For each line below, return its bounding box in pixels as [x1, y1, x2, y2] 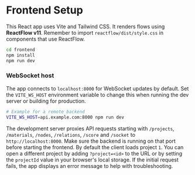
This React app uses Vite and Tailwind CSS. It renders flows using [6, 23, 165, 30]
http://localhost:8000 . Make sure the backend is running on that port [6, 137, 176, 144]
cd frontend [6, 46, 35, 53]
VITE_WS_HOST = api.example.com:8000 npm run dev [6, 114, 125, 120]
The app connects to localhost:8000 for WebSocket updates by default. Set [6, 85, 189, 92]
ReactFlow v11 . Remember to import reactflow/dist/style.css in [6, 29, 164, 36]
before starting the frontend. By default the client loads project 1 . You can [6, 143, 184, 150]
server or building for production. [6, 97, 86, 105]
